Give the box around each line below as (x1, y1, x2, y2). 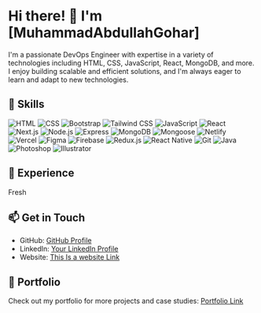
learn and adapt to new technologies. (8, 75, 129, 84)
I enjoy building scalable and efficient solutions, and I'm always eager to (8, 66, 241, 75)
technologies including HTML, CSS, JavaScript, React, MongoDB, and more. (8, 58, 255, 68)
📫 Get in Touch (8, 211, 86, 224)
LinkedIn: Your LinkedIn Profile (19, 244, 119, 254)
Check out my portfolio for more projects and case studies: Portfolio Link (8, 296, 244, 306)
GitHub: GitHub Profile (19, 236, 92, 245)
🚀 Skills (8, 98, 45, 111)
